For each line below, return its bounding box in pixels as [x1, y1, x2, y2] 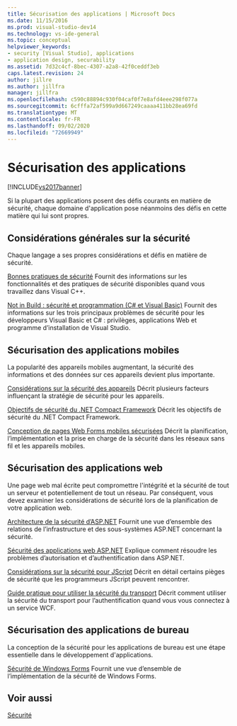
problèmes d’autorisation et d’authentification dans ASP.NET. [7, 553, 185, 562]
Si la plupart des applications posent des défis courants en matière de [7, 196, 212, 205]
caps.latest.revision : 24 [7, 69, 83, 76]
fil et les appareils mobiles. [7, 441, 86, 450]
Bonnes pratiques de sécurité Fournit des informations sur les [7, 272, 187, 280]
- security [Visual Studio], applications [7, 50, 134, 57]
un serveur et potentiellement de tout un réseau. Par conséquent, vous [7, 488, 214, 497]
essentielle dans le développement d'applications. [7, 650, 154, 659]
